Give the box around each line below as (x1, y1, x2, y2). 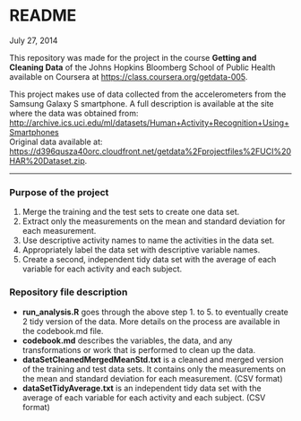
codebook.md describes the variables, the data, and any (21, 335, 233, 346)
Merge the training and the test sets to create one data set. (21, 207, 240, 218)
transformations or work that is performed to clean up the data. (21, 344, 256, 355)
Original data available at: (9, 136, 103, 147)
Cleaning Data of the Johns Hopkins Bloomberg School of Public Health (9, 62, 276, 73)
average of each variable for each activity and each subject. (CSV (21, 391, 266, 403)
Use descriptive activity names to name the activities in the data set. (21, 235, 275, 246)
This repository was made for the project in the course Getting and (9, 52, 257, 63)
